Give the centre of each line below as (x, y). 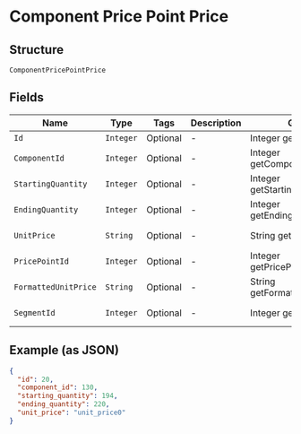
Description (216, 123)
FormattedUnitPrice (55, 287)
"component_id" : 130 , (58, 387)
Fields (27, 97)
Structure (37, 50)
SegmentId (34, 312)
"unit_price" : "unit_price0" (72, 412)
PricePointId (42, 261)
